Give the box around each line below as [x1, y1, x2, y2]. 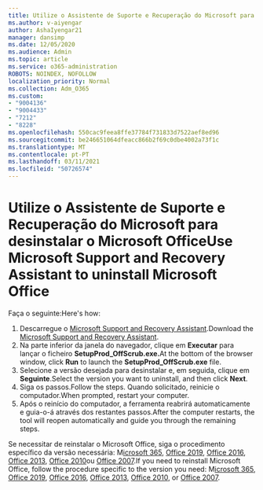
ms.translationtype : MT [8, 143, 86, 151]
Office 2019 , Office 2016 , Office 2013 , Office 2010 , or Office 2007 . [8, 473, 221, 482]
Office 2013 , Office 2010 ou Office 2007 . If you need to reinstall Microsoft [8, 455, 241, 465]
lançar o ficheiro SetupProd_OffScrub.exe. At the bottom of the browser [19, 348, 254, 358]
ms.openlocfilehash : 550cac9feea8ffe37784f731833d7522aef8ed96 [8, 128, 220, 136]
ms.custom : [8, 92, 44, 100]
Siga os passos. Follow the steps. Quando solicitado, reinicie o [19, 382, 220, 392]
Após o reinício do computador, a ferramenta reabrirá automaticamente [19, 399, 250, 408]
